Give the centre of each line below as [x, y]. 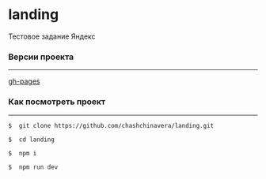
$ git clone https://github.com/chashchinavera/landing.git [111, 125]
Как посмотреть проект [57, 102]
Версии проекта [41, 57]
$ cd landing [32, 140]
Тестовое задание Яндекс [52, 36]
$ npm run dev [33, 167]
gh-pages [25, 81]
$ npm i [23, 153]
